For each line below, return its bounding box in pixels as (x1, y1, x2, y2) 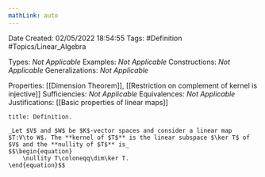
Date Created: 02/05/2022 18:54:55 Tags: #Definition (8, 33, 182, 43)
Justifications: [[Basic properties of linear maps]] (8, 97, 169, 107)
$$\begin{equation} (8, 147, 73, 155)
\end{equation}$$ (8, 161, 66, 169)
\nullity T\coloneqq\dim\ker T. (22, 154, 129, 162)
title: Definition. (8, 112, 73, 121)
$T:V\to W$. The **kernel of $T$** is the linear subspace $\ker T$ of (8, 134, 250, 141)
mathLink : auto (8, 11, 59, 20)
